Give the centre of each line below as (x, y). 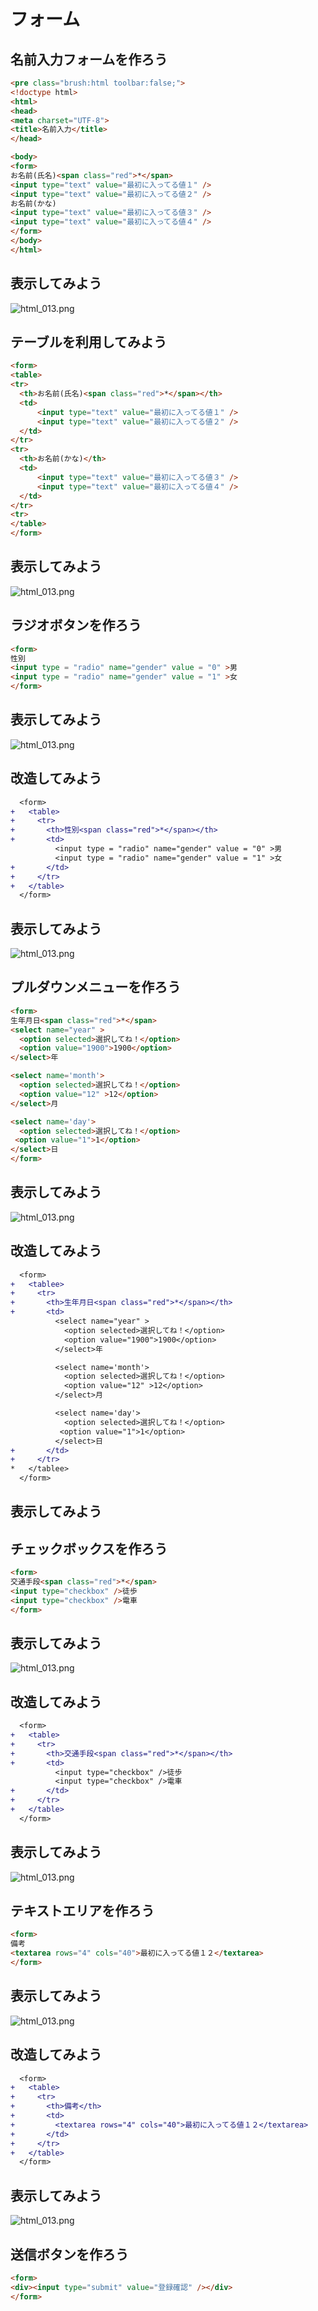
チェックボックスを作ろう (89, 1548)
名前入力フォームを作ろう (89, 59)
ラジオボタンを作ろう (76, 625)
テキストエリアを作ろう (82, 1911)
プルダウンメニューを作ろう (96, 987)
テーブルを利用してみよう (89, 341)
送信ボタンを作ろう (69, 2254)
